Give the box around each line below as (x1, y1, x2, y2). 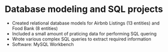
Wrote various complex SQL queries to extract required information (12, 36, 151, 42)
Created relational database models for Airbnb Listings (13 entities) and (12, 20, 159, 26)
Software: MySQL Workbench (12, 41, 74, 47)
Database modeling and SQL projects (5, 3, 163, 15)
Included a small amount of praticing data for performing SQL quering (12, 30, 157, 36)
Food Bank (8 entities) (12, 25, 58, 31)
